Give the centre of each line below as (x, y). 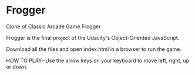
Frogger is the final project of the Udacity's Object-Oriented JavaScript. (93, 37)
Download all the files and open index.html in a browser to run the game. (94, 49)
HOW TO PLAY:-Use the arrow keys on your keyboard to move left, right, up (98, 60)
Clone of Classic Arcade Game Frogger (53, 26)
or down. (17, 67)
